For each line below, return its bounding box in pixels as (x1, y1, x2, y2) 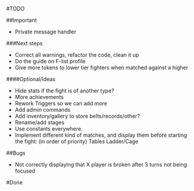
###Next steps (6, 40, 43, 47)
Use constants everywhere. (14, 125, 83, 132)
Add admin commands (14, 106, 70, 113)
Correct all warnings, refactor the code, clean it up (14, 51, 139, 58)
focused (14, 167, 36, 174)
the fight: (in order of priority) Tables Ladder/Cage (14, 138, 138, 145)
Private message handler (14, 28, 76, 35)
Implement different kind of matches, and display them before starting (14, 131, 187, 138)
